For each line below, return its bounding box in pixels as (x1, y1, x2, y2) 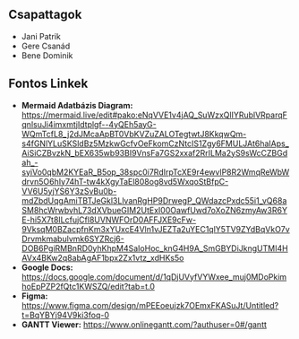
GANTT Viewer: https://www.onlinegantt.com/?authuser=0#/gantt (21, 318, 268, 330)
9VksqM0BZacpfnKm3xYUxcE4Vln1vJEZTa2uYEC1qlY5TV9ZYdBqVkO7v (21, 223, 290, 234)
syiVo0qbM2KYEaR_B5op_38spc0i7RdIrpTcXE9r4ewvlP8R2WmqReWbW (21, 166, 290, 178)
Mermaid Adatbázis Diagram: (21, 100, 133, 110)
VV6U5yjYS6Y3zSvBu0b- (21, 186, 117, 196)
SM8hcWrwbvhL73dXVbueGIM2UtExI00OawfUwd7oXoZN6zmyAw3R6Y (21, 204, 288, 215)
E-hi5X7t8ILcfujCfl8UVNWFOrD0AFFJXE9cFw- (21, 214, 197, 225)
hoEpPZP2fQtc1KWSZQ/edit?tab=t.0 (21, 281, 156, 291)
